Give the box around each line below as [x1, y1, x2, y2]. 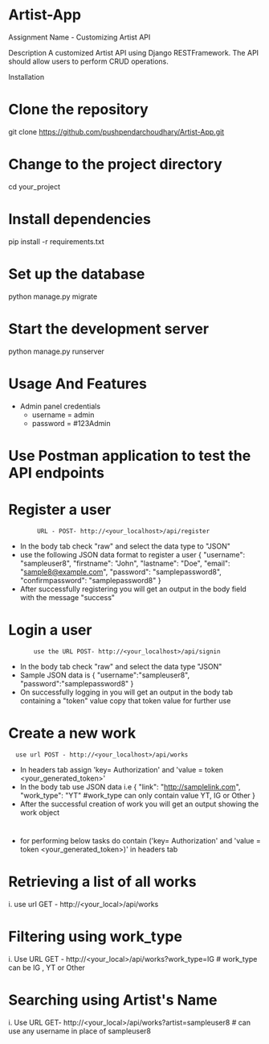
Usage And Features [8, 375, 147, 392]
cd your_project [8, 181, 61, 191]
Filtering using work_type [8, 927, 183, 946]
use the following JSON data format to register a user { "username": [19, 549, 246, 559]
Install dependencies [8, 210, 151, 228]
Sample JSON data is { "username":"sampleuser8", [19, 670, 190, 680]
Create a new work [8, 723, 137, 742]
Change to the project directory [8, 155, 222, 174]
